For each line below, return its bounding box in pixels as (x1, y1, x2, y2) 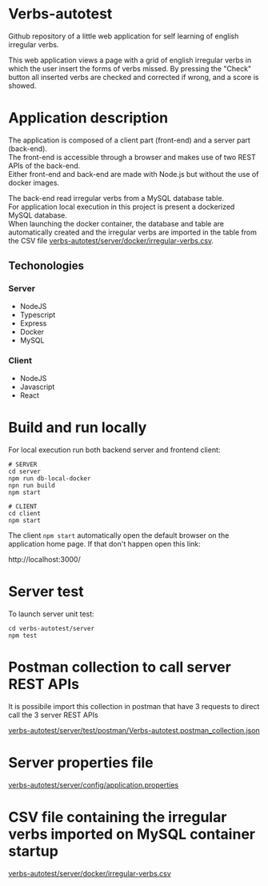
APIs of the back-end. (8, 161, 81, 170)
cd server (8, 467, 42, 475)
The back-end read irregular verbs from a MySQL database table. (8, 193, 225, 202)
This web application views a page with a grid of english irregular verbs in (8, 55, 252, 65)
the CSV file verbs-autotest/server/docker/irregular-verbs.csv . (8, 235, 214, 245)
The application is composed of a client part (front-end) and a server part (8, 135, 250, 145)
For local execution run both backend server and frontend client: (8, 445, 221, 455)
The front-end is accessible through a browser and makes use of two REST (8, 152, 256, 162)
